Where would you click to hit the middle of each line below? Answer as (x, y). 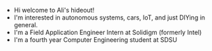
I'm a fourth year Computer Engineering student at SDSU (96, 40)
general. (26, 25)
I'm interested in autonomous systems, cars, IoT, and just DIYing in (109, 17)
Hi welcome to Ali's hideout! (54, 10)
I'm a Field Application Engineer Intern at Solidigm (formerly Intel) (108, 32)
